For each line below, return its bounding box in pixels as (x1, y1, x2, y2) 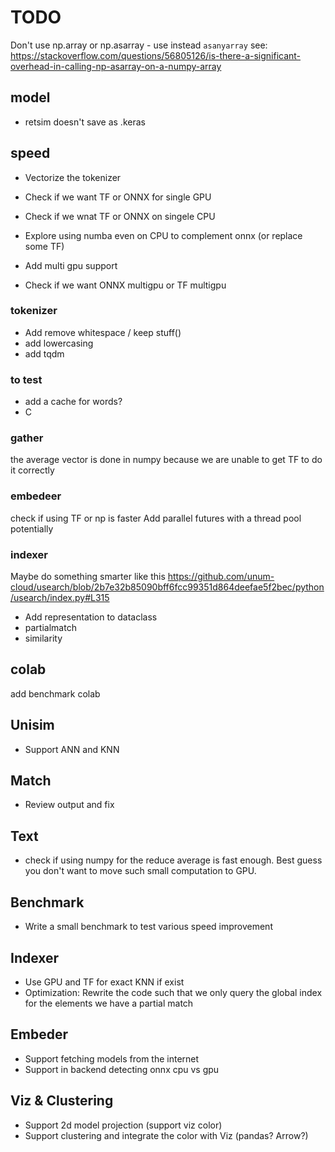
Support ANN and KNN (24, 743, 120, 755)
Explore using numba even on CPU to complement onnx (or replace (24, 229, 303, 241)
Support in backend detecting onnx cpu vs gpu (24, 1063, 220, 1075)
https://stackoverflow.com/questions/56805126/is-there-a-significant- (10, 49, 302, 61)
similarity (24, 632, 63, 645)
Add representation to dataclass (24, 611, 158, 623)
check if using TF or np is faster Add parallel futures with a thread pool (10, 512, 302, 524)
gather (10, 431, 44, 445)
